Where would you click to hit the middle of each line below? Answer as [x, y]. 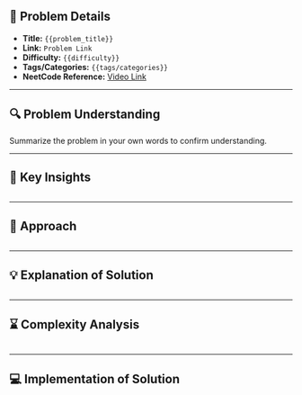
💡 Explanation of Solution [82, 275]
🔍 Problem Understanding [85, 115]
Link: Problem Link [57, 48]
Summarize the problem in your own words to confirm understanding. [138, 140]
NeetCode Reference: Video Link [84, 76]
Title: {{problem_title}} [68, 38]
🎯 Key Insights [50, 178]
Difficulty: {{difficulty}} [71, 57]
